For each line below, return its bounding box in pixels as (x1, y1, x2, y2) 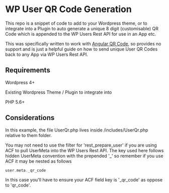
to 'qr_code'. (5, 182, 31, 188)
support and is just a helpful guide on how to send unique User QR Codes (5, 46, 158, 52)
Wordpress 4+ (5, 79, 35, 85)
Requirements (5, 66, 50, 75)
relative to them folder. (5, 132, 52, 138)
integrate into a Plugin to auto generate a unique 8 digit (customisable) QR (5, 25, 158, 31)
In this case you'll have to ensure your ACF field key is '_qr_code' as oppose (5, 177, 162, 183)
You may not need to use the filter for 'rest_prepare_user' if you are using (5, 142, 157, 148)
